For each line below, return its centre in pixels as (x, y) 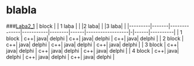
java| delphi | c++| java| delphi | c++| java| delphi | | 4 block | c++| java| (93, 50)
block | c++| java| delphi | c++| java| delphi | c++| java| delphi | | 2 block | (95, 38)
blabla (21, 10)
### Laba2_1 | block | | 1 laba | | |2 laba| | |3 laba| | (66, 26)
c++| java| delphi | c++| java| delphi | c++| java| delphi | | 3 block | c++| (92, 45)
